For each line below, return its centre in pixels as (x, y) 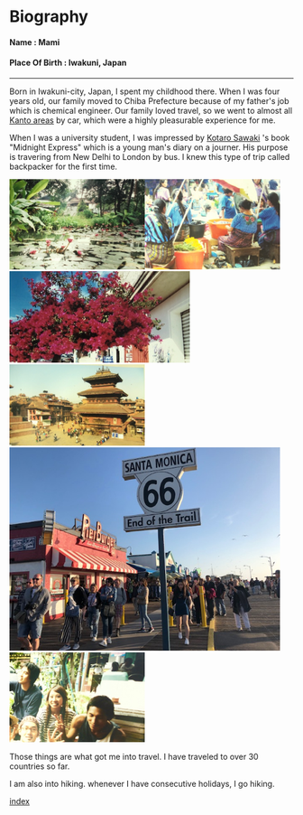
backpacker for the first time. (64, 166)
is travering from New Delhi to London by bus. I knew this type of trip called (150, 156)
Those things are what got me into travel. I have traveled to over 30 (134, 757)
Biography (49, 17)
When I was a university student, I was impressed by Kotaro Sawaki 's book (150, 137)
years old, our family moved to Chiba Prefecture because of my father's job (150, 100)
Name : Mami (35, 42)
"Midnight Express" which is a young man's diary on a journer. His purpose (149, 147)
